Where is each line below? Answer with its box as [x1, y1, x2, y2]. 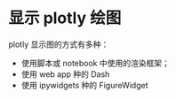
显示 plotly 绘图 [8, 8, 122, 28]
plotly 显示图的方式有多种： [8, 39, 109, 49]
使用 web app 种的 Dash [20, 68, 110, 80]
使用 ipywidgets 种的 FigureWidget [20, 80, 148, 90]
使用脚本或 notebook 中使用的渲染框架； [20, 57, 170, 68]
